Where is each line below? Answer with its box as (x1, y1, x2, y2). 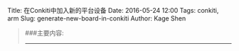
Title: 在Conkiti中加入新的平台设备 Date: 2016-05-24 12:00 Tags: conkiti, (7, 6, 219, 14)
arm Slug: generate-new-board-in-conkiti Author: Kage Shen (7, 14, 186, 23)
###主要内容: (24, 29, 64, 37)
